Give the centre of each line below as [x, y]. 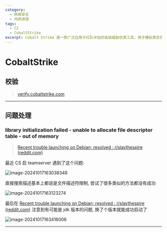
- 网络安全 [19, 14]
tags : [11, 24]
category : [15, 10]
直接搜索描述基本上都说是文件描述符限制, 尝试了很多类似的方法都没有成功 [80, 183]
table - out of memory [32, 136]
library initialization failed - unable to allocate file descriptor [79, 130]
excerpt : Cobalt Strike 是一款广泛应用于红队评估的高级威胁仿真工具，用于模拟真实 [83, 38]
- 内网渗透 [19, 19]
